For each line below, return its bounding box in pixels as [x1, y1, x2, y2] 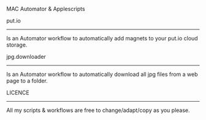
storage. [6, 41, 28, 48]
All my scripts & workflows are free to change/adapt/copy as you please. [6, 107, 190, 114]
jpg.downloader [6, 53, 46, 60]
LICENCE [6, 89, 29, 96]
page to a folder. [6, 77, 48, 84]
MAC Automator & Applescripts [6, 6, 85, 12]
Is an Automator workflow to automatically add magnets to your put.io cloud [6, 35, 198, 42]
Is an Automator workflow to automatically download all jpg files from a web [6, 70, 198, 78]
